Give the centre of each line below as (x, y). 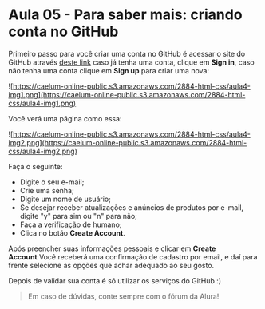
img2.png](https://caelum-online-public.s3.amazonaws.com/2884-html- (128, 142)
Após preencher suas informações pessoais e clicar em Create (112, 248)
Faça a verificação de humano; (71, 224)
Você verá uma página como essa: (65, 118)
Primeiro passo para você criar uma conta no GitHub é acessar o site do (127, 53)
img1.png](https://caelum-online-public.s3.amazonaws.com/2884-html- (127, 94)
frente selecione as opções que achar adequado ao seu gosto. (111, 265)
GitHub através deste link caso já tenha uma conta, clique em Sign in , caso (131, 62)
